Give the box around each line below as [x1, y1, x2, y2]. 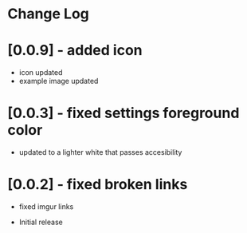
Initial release [18, 217, 63, 227]
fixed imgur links [18, 202, 74, 211]
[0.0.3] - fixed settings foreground [7, 105, 240, 122]
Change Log [7, 5, 89, 23]
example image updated [18, 77, 99, 86]
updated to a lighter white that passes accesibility [18, 148, 182, 157]
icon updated [18, 68, 63, 77]
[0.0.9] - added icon [7, 41, 143, 60]
